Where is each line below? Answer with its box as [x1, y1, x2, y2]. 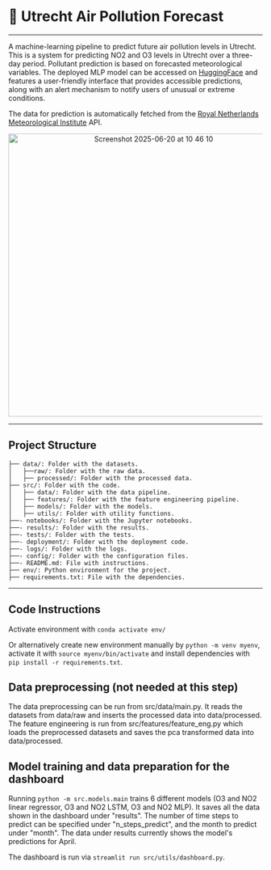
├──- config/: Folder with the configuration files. [8, 551, 190, 560]
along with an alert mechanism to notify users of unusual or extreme [8, 84, 236, 94]
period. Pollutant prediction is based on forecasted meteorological [23, 58, 243, 68]
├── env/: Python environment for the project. [8, 566, 172, 574]
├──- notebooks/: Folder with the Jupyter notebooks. [8, 517, 194, 525]
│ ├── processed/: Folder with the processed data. [8, 474, 194, 482]
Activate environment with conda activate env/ [8, 624, 166, 634]
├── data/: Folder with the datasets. [8, 460, 139, 468]
